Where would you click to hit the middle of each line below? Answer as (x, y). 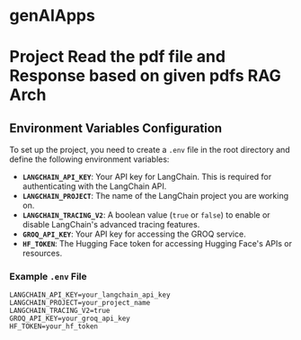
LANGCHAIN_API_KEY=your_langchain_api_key (90, 295)
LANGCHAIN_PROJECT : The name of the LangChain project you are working (155, 196)
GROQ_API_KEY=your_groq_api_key (70, 319)
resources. (42, 254)
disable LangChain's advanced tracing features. (111, 225)
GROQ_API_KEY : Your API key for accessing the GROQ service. (134, 234)
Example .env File (48, 277)
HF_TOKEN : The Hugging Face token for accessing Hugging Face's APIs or (157, 244)
